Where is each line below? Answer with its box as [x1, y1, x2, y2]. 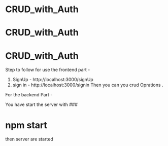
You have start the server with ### [5, 101, 78, 107]
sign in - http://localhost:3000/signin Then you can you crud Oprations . [12, 82, 163, 88]
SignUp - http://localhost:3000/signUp [12, 77, 94, 83]
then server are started [5, 136, 53, 142]
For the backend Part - [5, 92, 53, 98]
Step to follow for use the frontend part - [5, 67, 90, 73]
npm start [5, 119, 47, 131]
